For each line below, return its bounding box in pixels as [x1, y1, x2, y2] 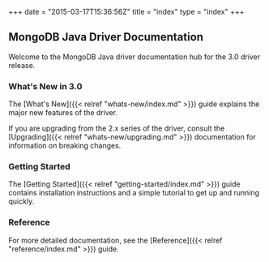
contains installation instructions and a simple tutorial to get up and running [8, 188, 260, 198]
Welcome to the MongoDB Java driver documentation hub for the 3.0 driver [8, 52, 261, 62]
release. [8, 60, 36, 70]
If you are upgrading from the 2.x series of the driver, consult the [8, 123, 225, 133]
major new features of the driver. [8, 108, 118, 118]
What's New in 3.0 [8, 80, 83, 92]
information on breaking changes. [8, 141, 122, 151]
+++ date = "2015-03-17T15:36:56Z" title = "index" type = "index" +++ [8, 7, 245, 16]
